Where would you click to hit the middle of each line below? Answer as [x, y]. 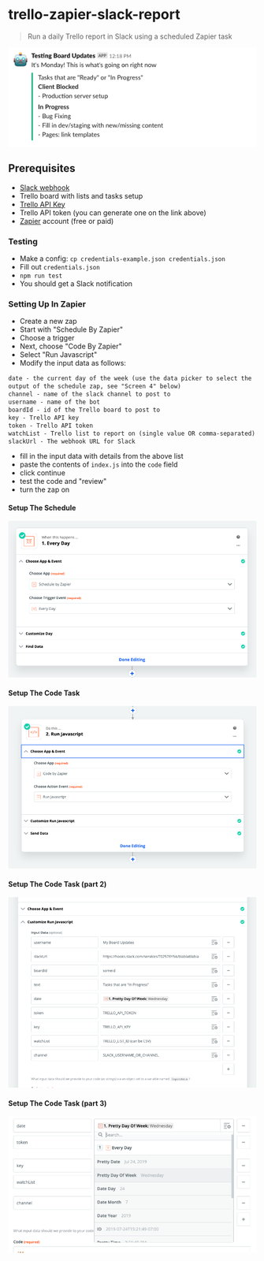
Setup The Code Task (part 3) [58, 1103]
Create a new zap [48, 322]
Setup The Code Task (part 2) [58, 883]
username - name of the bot [54, 402]
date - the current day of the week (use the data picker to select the [130, 379]
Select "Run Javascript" [58, 355]
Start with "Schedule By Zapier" [71, 329]
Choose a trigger [47, 338]
